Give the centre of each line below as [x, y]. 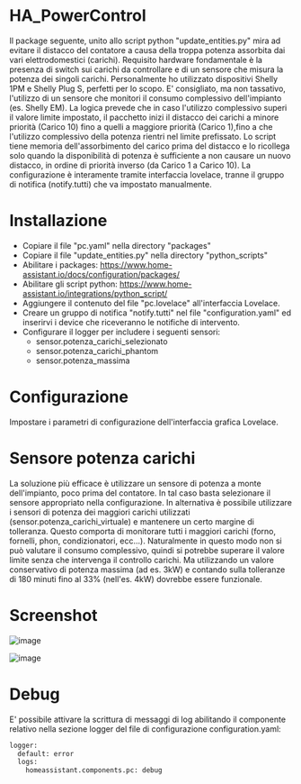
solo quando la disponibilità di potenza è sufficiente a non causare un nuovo [150, 155]
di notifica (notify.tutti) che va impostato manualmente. [111, 184]
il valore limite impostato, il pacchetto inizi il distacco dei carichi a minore [144, 117]
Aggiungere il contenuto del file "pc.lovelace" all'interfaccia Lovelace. [151, 303]
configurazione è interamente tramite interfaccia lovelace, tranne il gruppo [147, 174]
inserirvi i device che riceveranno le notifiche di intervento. [131, 322]
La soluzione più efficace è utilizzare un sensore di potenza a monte [136, 483]
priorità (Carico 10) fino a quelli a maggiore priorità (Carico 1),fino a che [141, 126]
